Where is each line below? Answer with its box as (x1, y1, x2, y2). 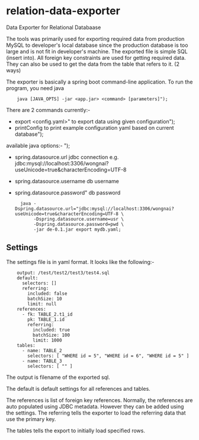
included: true (32, 327, 70, 333)
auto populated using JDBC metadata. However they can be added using (6, 403, 184, 410)
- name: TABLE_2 (21, 347, 62, 353)
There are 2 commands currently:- (6, 106, 91, 113)
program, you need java (6, 84, 64, 91)
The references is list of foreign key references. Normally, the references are (6, 396, 193, 404)
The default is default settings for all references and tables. (6, 385, 151, 392)
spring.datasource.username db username (14, 177, 120, 184)
